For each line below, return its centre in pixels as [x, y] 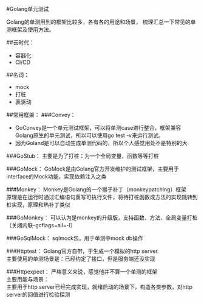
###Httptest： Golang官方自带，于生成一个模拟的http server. [83, 251]
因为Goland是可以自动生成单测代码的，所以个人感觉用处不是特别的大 [101, 143]
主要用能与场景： [28, 279]
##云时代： [20, 42]
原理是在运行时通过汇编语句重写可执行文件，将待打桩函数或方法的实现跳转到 [102, 197]
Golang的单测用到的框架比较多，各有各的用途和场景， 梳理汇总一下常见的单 [101, 22]
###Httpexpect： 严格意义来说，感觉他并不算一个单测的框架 [82, 272]
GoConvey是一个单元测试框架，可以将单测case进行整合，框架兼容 [98, 128]
